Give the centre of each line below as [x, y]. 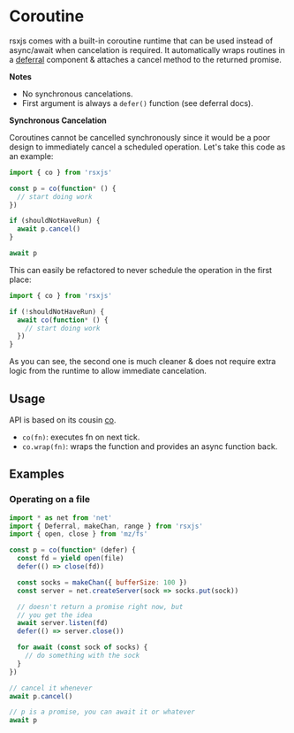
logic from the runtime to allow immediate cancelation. [108, 371]
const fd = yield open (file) [71, 559]
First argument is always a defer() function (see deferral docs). [137, 103]
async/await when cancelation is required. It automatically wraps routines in [147, 50]
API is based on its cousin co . [63, 420]
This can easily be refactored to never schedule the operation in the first [140, 270]
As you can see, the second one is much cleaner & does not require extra [143, 362]
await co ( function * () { [63, 320]
